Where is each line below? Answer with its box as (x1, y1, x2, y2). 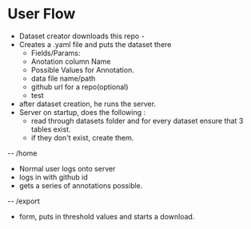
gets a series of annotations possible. (18, 180, 143, 190)
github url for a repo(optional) (30, 81, 129, 92)
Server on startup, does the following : (18, 107, 145, 116)
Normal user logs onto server (18, 164, 116, 173)
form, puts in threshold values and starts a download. (18, 211, 195, 221)
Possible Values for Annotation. (30, 65, 135, 74)
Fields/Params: (30, 48, 81, 57)
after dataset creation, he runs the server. (18, 99, 157, 109)
